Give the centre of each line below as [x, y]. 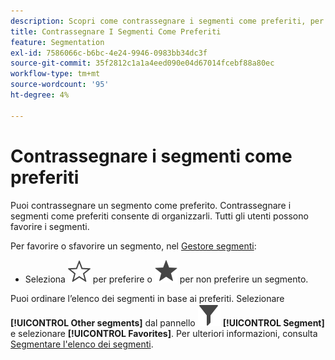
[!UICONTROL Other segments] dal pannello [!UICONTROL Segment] [167, 322]
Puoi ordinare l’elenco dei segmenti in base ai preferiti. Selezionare [147, 298]
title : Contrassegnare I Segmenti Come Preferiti [116, 31]
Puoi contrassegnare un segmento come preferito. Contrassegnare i [151, 205]
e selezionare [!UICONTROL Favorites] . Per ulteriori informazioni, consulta [164, 333]
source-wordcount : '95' [60, 85]
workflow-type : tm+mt [55, 74]
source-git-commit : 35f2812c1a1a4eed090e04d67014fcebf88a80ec [142, 63]
